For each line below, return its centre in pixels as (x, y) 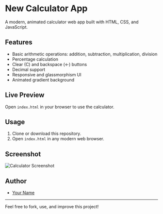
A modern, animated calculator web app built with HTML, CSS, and (72, 22)
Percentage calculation (35, 59)
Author (16, 181)
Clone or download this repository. (47, 133)
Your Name (23, 193)
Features (19, 42)
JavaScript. (16, 27)
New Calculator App (46, 8)
